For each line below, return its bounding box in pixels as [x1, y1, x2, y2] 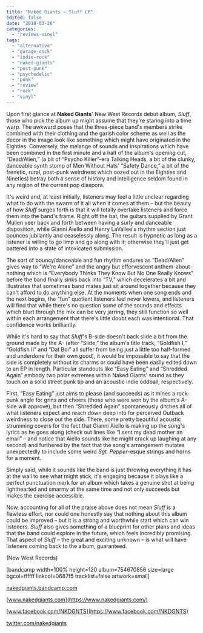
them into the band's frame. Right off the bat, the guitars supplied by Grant [6, 212, 193, 219]
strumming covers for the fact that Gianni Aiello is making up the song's [6, 422, 185, 429]
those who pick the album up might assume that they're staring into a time [6, 117, 192, 124]
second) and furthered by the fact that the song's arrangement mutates [6, 441, 185, 448]
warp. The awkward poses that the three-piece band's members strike [6, 123, 183, 131]
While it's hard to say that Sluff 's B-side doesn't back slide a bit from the [6, 332, 187, 340]
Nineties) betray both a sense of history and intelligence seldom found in [6, 174, 188, 182]
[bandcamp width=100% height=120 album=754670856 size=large [6, 566, 174, 573]
